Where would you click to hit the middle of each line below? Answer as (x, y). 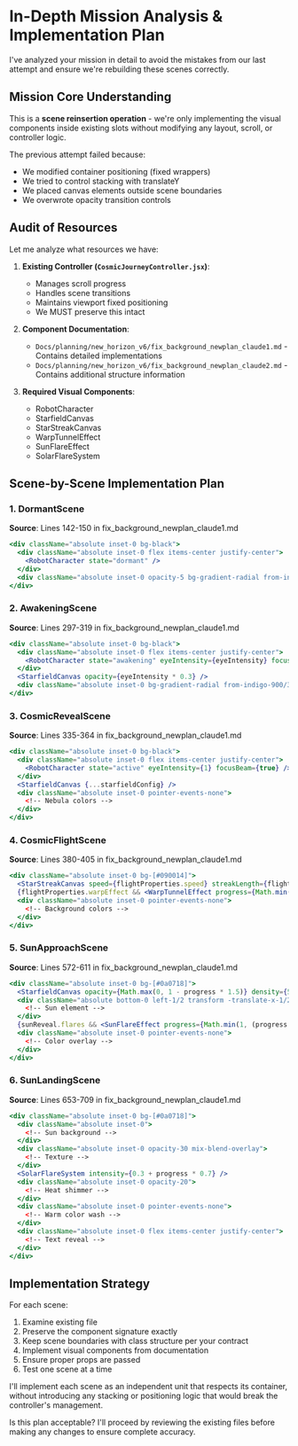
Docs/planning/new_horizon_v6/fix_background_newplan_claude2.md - (161, 364)
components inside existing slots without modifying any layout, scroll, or (141, 128)
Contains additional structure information (110, 374)
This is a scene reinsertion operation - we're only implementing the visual (145, 118)
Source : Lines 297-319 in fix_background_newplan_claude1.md (124, 628)
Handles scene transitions (83, 293)
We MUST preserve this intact (90, 311)
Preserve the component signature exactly (100, 1332)
